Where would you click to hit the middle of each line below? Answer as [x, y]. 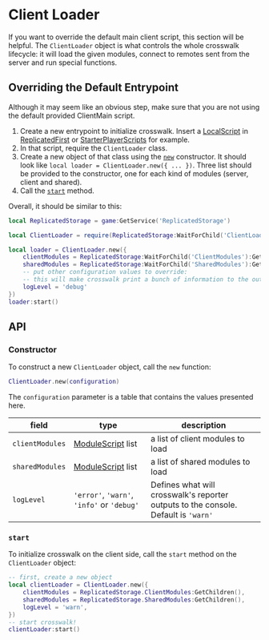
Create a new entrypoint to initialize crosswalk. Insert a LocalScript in [134, 131]
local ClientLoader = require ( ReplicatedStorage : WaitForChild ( [116, 235]
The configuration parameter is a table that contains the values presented [131, 397]
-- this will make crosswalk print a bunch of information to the [136, 280]
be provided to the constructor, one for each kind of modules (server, [134, 173]
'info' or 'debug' [106, 505]
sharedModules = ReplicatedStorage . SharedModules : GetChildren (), [134, 600]
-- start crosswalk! [43, 622]
